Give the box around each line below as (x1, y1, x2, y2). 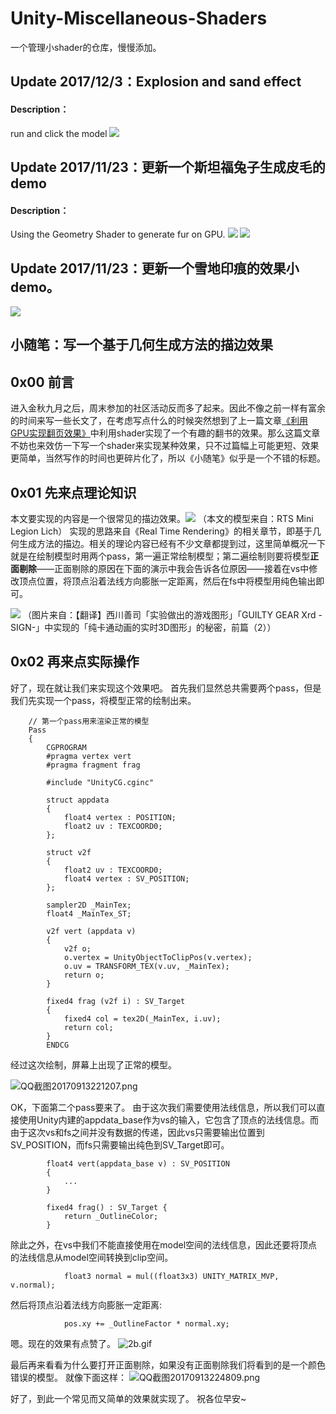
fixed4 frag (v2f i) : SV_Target (46, 996, 186, 1006)
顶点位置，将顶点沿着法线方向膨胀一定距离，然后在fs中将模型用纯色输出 (18, 575, 317, 587)
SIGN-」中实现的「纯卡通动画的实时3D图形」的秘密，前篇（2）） (10, 621, 277, 633)
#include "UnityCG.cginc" (46, 777, 155, 787)
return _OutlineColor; (63, 1211, 159, 1221)
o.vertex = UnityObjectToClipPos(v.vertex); (63, 952, 253, 962)
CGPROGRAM (46, 742, 87, 752)
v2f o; (63, 943, 92, 954)
